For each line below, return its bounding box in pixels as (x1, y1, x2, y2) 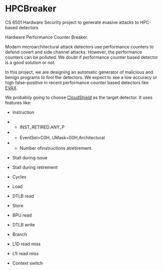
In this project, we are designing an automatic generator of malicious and (5, 69, 154, 75)
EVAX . (5, 85, 18, 90)
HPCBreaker (5, 3, 57, 14)
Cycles (12, 174, 27, 180)
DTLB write (12, 222, 35, 227)
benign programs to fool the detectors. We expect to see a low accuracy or (5, 74, 158, 80)
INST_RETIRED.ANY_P (19, 124, 65, 130)
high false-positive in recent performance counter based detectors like (5, 80, 149, 86)
